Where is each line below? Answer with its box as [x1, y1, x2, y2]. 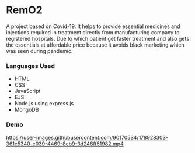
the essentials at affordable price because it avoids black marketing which [6, 41, 185, 48]
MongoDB [14, 106, 39, 113]
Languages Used [6, 62, 55, 70]
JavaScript [14, 88, 41, 95]
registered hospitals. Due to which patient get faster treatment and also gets [6, 35, 190, 42]
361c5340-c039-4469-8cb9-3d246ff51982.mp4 [6, 140, 124, 147]
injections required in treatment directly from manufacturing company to [6, 29, 180, 35]
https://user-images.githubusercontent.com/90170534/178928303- [6, 134, 168, 141]
